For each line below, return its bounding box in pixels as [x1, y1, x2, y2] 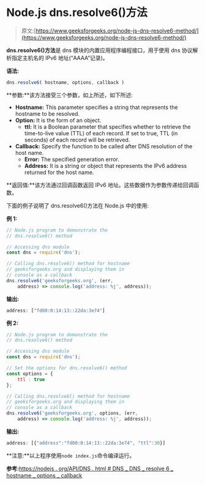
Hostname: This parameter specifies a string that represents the [15, 103, 179, 111]
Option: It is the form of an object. [15, 116, 102, 124]
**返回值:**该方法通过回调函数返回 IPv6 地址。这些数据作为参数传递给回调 [6, 181, 194, 189]
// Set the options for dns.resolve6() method [6, 365, 127, 371]
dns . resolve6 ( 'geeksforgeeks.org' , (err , [6, 277, 114, 284]
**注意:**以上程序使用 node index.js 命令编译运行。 [6, 451, 135, 459]
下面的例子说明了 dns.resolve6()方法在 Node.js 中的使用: [6, 201, 149, 209]
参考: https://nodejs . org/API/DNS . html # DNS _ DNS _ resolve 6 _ [6, 465, 174, 472]
